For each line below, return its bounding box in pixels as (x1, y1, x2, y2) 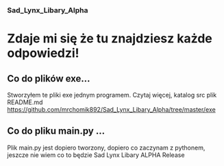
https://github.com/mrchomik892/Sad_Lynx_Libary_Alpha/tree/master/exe (7, 105, 216, 113)
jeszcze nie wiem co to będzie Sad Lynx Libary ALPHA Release (7, 150, 185, 159)
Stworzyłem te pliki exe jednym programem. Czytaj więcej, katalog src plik (7, 91, 217, 99)
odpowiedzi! (7, 45, 80, 61)
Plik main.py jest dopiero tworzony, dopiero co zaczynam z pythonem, (7, 143, 206, 152)
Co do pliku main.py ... (7, 126, 105, 137)
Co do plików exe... (7, 73, 90, 84)
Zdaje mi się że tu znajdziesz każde (7, 31, 212, 47)
